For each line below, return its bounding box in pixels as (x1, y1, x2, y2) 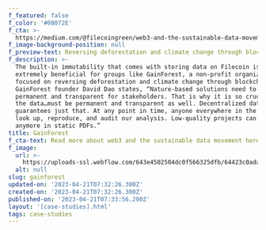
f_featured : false (8, 11, 69, 20)
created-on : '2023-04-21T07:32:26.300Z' (8, 187, 144, 196)
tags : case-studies (8, 210, 73, 218)
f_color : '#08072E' (8, 19, 73, 27)
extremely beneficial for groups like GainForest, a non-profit (15, 70, 232, 78)
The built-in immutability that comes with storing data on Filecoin (15, 63, 249, 71)
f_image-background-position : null (8, 41, 126, 49)
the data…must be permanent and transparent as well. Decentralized (15, 100, 246, 107)
